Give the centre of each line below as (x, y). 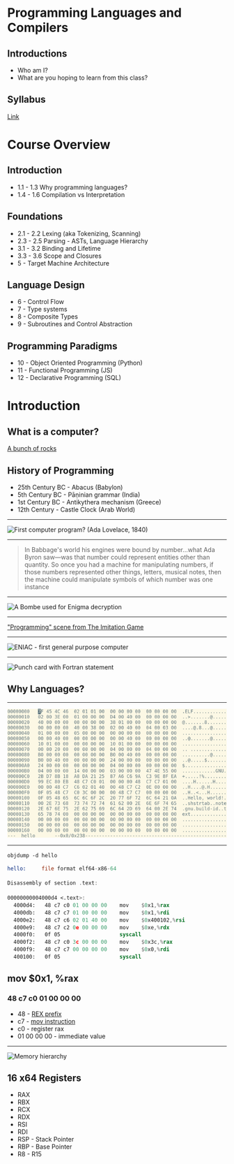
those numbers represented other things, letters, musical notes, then (123, 572)
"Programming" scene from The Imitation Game (76, 627)
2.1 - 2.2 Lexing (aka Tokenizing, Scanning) (79, 233)
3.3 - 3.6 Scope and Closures (60, 256)
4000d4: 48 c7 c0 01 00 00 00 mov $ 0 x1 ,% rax (92, 905)
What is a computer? (53, 431)
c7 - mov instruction (46, 1021)
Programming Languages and (95, 13)
